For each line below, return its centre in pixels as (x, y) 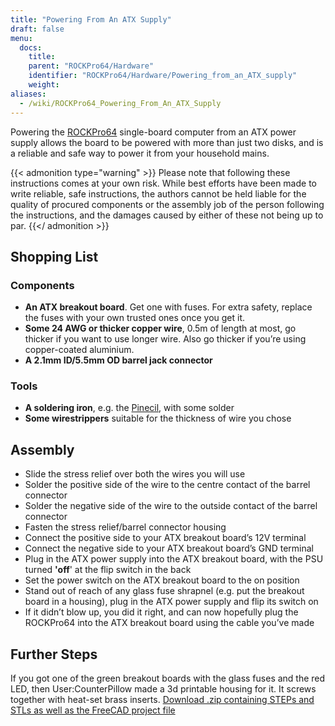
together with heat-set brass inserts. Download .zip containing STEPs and (162, 700)
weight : (44, 85)
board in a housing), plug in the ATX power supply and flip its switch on (171, 602)
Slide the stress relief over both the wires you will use (135, 474)
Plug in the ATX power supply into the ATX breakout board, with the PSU (174, 559)
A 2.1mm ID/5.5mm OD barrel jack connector (118, 360)
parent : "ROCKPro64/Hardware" (91, 66)
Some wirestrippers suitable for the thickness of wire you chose (158, 418)
